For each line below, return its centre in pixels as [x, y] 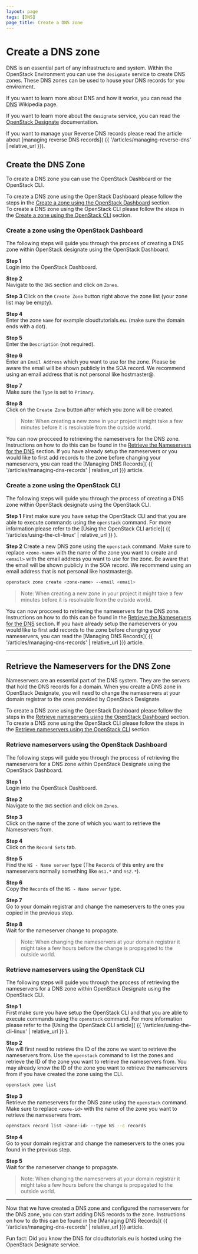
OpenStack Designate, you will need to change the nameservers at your [93, 693]
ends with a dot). [27, 326]
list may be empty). [29, 303]
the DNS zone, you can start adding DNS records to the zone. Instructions [96, 1214]
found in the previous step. [39, 1149]
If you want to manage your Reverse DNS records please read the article [94, 134]
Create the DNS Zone [46, 165]
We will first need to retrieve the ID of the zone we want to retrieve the [91, 1049]
